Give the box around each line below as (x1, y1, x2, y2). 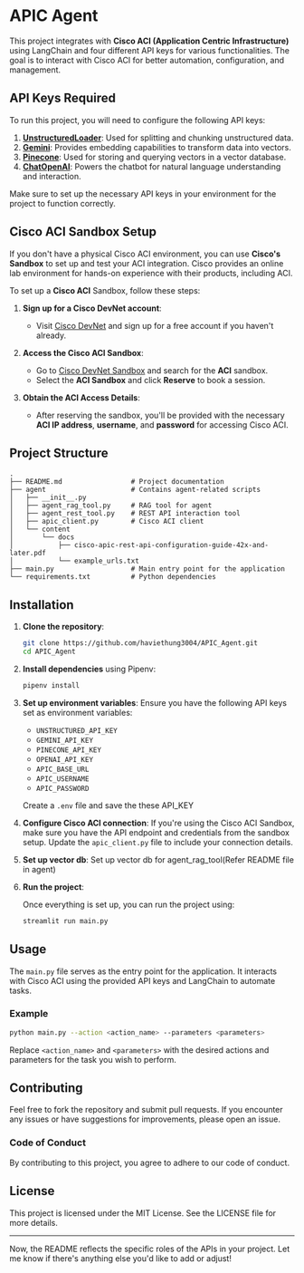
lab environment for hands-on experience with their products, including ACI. (9, 267, 293, 278)
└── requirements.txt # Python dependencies (9, 573, 217, 582)
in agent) (22, 863, 56, 874)
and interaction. (22, 170, 81, 181)
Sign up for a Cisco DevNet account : (22, 303, 162, 313)
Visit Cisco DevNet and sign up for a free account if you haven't (35, 320, 274, 331)
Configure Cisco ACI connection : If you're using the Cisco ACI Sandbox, (22, 817, 295, 828)
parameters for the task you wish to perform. (9, 1054, 176, 1065)
